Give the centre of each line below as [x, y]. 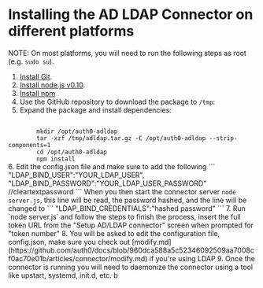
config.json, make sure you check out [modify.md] [90, 242]
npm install [56, 159]
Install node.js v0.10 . [52, 85]
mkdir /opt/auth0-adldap [77, 131]
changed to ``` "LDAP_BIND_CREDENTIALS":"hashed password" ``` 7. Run [127, 208]
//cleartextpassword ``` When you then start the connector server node [122, 191]
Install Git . [36, 76]
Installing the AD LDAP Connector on [131, 15]
